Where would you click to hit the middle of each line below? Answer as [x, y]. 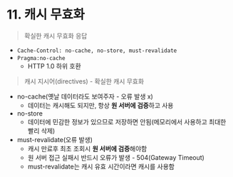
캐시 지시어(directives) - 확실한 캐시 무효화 [84, 81]
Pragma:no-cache [41, 58]
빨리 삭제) [41, 131]
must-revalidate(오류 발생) [55, 139]
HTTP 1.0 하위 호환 [54, 66]
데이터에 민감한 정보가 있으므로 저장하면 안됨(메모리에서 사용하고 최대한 [127, 121]
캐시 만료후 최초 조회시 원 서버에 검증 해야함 [87, 148]
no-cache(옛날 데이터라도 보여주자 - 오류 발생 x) [85, 96]
